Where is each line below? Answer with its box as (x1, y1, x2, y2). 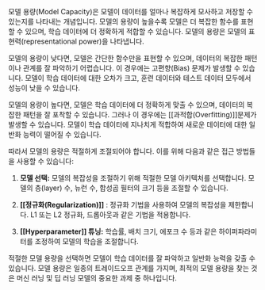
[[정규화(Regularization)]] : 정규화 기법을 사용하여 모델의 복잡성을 (19, 200, 227, 209)
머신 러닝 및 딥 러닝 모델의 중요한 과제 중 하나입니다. (16, 273, 177, 283)
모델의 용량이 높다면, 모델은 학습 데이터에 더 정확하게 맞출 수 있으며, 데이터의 (8, 100, 245, 109)
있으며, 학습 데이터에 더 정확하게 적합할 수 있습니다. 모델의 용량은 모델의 (25, 27, 248, 36)
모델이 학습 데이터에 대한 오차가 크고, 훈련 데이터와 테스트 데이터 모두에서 (25, 74, 252, 82)
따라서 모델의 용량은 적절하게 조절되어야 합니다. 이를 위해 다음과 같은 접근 (8, 147, 235, 156)
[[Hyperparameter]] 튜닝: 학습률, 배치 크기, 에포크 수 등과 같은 (19, 227, 217, 236)
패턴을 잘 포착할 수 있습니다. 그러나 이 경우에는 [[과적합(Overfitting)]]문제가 (22, 110, 257, 119)
